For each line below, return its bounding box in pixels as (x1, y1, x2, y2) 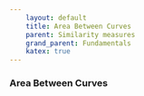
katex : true (25, 47, 71, 56)
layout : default (25, 13, 88, 23)
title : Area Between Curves (25, 22, 131, 31)
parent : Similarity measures (25, 30, 136, 39)
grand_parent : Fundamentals (25, 38, 131, 48)
